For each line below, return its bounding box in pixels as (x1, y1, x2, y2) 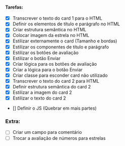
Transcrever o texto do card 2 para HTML (12, 78, 100, 84)
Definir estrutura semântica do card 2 (12, 83, 91, 89)
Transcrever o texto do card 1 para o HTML (12, 15, 103, 21)
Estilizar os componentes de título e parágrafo (12, 43, 109, 50)
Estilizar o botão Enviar (12, 55, 61, 61)
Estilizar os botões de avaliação (12, 50, 79, 56)
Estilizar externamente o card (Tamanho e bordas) (12, 38, 117, 44)
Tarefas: (5, 4, 24, 10)
